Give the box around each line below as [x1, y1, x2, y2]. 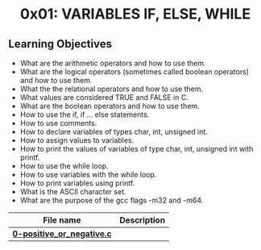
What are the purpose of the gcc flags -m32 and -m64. [19, 195, 204, 205]
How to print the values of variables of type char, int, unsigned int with [19, 144, 254, 153]
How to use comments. [19, 119, 97, 127]
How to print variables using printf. [19, 178, 135, 188]
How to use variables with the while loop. [19, 170, 157, 179]
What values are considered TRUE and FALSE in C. [19, 93, 189, 102]
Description [119, 215, 166, 226]
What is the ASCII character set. [19, 187, 126, 196]
